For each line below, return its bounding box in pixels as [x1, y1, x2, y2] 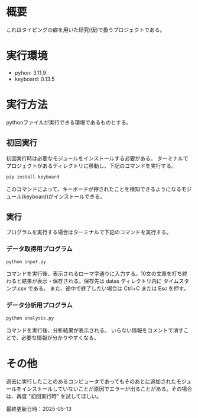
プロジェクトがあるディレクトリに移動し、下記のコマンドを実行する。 [6, 162, 177, 169]
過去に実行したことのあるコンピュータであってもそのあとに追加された [6, 378, 177, 385]
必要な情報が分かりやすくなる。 [21, 334, 99, 341]
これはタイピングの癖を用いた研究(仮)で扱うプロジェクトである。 [6, 26, 165, 33]
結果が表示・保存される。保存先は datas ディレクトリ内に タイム [21, 277, 179, 285]
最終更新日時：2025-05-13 [6, 405, 72, 412]
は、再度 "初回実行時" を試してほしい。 [6, 393, 102, 400]
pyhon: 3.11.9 [14, 69, 47, 76]
